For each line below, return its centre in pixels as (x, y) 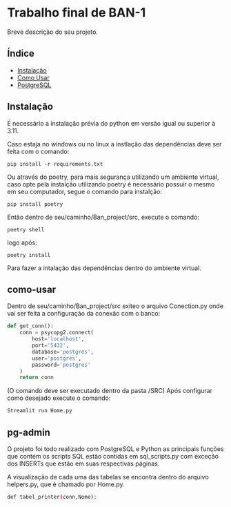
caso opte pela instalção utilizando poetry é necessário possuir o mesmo (111, 184)
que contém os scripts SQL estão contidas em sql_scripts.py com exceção (113, 456)
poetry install (29, 255)
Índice (21, 54)
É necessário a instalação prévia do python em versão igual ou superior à (111, 123)
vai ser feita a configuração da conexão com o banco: (84, 314)
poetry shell (26, 229)
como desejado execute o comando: (59, 398)
